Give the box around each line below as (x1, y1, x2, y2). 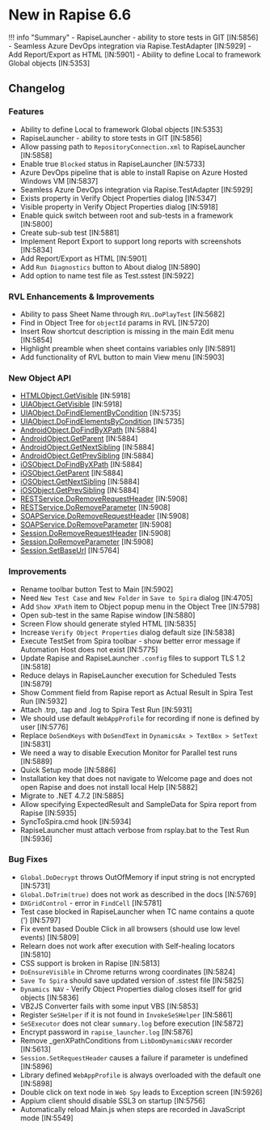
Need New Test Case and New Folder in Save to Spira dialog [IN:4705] (19, 593, 253, 602)
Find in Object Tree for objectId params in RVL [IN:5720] (19, 317, 210, 327)
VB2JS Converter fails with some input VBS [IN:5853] (19, 1001, 199, 1011)
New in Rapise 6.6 (8, 6, 132, 24)
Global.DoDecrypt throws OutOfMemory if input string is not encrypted (19, 872, 255, 881)
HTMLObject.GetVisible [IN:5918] (19, 391, 131, 401)
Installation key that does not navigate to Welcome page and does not (19, 773, 253, 783)
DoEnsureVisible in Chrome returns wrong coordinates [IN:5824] (19, 966, 236, 976)
